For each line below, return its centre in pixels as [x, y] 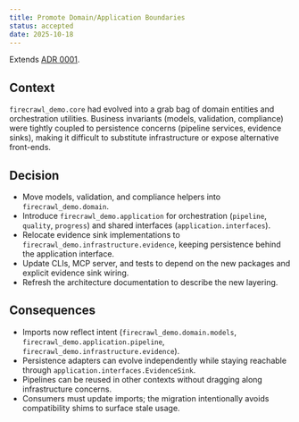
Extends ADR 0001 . [45, 60]
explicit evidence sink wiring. [75, 273]
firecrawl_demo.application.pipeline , [93, 342]
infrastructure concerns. [67, 389]
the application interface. [68, 254]
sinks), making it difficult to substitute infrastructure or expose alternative [144, 138]
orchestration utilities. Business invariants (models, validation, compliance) [146, 119]
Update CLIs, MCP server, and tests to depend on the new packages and [156, 263]
